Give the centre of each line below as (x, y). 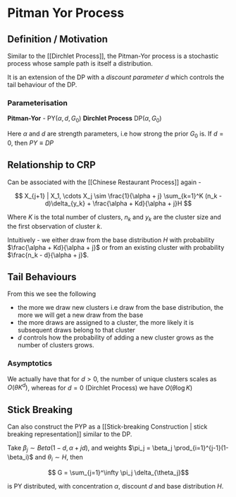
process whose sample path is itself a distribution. (80, 64)
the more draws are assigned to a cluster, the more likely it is (106, 323)
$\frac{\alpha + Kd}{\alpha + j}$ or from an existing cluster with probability (116, 247)
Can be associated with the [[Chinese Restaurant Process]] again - (104, 182)
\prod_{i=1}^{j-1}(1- (201, 448)
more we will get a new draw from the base (80, 315)
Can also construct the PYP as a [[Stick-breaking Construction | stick (107, 427)
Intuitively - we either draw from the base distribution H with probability (111, 240)
